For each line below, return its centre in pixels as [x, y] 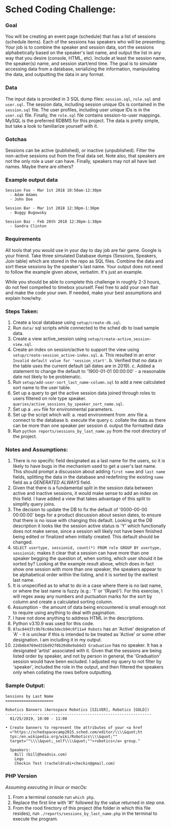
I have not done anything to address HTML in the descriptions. [78, 618]
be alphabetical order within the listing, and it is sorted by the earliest [85, 575]
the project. [25, 436]
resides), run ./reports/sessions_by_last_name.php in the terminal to [85, 813]
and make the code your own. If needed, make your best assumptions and [83, 293]
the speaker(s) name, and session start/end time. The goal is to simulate [81, 64]
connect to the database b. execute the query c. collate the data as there [89, 420]
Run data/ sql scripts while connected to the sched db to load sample [86, 327]
